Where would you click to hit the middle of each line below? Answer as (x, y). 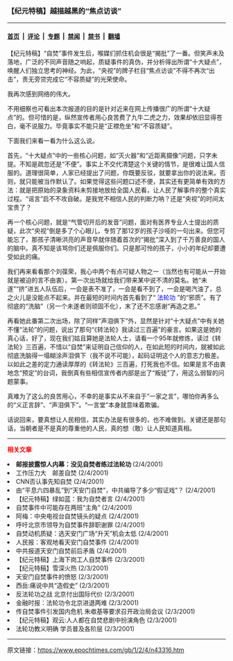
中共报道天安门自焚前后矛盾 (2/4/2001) (71, 550)
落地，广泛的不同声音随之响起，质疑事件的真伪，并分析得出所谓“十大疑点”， (116, 62)
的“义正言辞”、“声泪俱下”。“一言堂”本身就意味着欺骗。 (85, 405)
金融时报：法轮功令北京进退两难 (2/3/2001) (78, 602)
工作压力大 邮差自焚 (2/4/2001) (62, 473)
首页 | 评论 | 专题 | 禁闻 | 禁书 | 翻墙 (64, 36)
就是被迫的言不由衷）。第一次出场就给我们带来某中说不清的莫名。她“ (104, 280)
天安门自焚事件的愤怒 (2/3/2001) (62, 576)
